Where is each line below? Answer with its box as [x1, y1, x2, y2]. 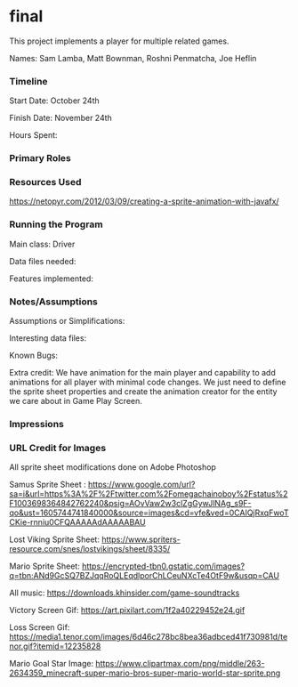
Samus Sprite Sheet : [9, 479, 86, 490]
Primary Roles [9, 152, 71, 165]
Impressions [9, 417, 64, 430]
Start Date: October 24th [9, 95, 100, 106]
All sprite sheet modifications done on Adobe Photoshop [9, 462, 216, 473]
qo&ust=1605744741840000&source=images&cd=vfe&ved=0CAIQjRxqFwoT [9, 507, 289, 518]
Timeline [9, 75, 48, 87]
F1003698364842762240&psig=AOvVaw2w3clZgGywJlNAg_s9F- [9, 498, 252, 509]
